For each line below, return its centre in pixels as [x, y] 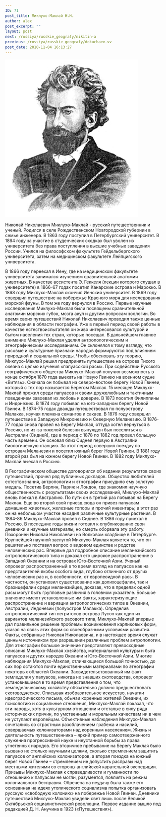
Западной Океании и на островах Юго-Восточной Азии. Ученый [73, 561]
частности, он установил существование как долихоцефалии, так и [77, 582]
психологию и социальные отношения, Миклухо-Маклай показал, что [79, 703]
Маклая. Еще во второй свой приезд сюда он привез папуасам [72, 502]
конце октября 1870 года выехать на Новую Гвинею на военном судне [80, 377]
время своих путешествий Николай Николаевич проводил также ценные [83, 319]
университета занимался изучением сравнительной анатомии [72, 276]
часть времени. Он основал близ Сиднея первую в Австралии [71, 440]
